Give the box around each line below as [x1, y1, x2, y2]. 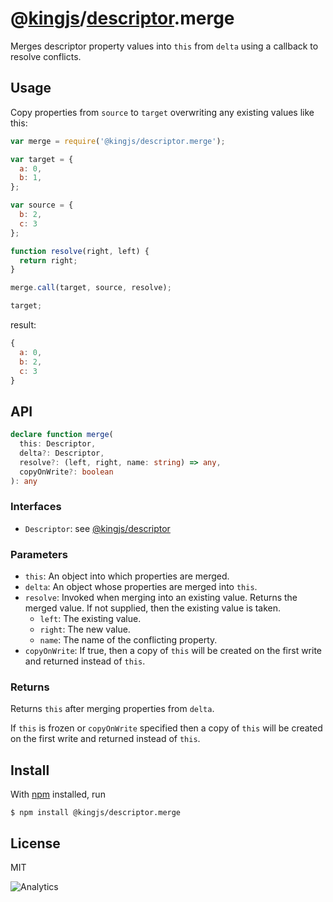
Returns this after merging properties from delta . [10, 703, 215, 715]
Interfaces [10, 500, 62, 514]
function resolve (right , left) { [10, 246, 150, 256]
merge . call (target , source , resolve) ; [10, 283, 172, 293]
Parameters [10, 547, 68, 561]
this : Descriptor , [19, 439, 97, 449]
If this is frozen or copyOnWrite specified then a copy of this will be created [10, 722, 323, 734]
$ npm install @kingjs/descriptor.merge [10, 808, 182, 818]
